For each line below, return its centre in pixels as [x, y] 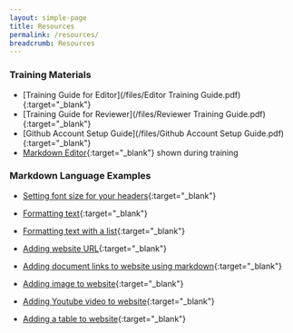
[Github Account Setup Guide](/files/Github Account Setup [132, 133]
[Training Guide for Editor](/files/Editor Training [111, 94]
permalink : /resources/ [54, 34]
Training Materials [50, 75]
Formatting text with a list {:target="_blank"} [104, 230]
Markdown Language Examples [80, 176]
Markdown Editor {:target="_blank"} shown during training [130, 152]
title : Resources [42, 26]
